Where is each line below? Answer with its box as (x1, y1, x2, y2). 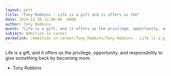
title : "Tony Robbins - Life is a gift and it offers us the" (5, 12, 140, 17)
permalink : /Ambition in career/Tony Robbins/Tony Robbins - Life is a (5, 36, 160, 41)
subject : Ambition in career (5, 31, 67, 36)
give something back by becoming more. (5, 55, 91, 61)
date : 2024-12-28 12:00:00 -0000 (5, 17, 76, 22)
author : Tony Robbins (5, 21, 51, 27)
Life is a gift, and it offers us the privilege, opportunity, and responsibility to (5, 49, 163, 56)
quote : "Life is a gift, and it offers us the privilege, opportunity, (5, 26, 160, 31)
